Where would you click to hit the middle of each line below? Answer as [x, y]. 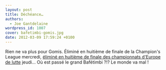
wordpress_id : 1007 [25, 28]
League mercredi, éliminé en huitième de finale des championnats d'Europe [83, 57]
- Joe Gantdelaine [29, 24]
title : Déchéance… [24, 14]
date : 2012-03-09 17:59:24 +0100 [40, 38]
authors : [14, 19]
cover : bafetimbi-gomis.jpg [34, 33]
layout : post [19, 10]
